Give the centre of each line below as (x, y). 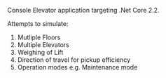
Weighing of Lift (40, 52)
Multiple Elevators (43, 45)
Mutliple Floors (39, 37)
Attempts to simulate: (38, 24)
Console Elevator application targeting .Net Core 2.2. (83, 10)
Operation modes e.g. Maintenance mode (77, 67)
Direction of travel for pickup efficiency (74, 60)
